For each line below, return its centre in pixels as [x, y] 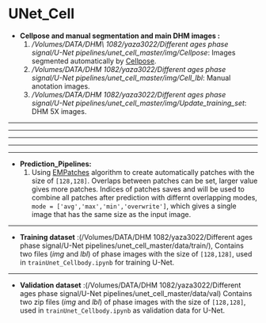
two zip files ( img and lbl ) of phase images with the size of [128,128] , [133, 302]
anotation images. [61, 86]
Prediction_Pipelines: [55, 164]
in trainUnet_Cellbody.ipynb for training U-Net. [97, 262]
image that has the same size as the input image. [111, 214]
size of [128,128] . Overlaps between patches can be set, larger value [144, 180]
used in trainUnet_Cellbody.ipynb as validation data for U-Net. [122, 310]
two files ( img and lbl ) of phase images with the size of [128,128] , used [136, 253]
